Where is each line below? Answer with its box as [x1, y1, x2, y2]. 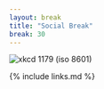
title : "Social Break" [9, 21, 93, 30]
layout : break [9, 12, 62, 22]
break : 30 [9, 29, 46, 38]
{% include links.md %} [9, 71, 96, 82]
